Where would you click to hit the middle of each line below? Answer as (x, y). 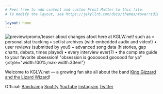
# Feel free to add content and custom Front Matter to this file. (75, 9)
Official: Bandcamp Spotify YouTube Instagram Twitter (59, 87)
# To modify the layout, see (34, 14)
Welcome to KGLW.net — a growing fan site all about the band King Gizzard (81, 72)
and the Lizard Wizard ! (28, 77)
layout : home (18, 23)
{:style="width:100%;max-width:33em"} (45, 63)
